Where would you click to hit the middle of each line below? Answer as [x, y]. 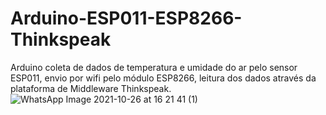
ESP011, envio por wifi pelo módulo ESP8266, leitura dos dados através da [163, 78]
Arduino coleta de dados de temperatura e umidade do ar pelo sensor [154, 67]
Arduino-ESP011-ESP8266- [126, 18]
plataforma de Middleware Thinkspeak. [91, 88]
